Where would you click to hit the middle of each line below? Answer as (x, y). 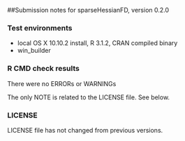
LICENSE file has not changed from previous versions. (85, 130)
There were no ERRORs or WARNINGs (62, 83)
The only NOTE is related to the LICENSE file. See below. (88, 97)
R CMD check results (44, 69)
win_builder (34, 51)
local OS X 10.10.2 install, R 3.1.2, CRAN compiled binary (97, 43)
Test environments (40, 28)
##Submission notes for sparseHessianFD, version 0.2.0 (88, 10)
